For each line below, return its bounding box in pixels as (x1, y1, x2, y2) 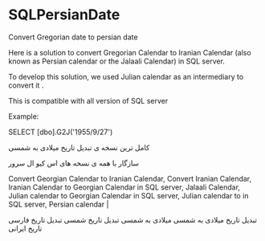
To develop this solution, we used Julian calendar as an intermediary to (8, 71, 244, 81)
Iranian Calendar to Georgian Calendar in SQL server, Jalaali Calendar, (8, 182, 241, 192)
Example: (8, 111, 39, 121)
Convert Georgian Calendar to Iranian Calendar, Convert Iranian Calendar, (8, 174, 252, 183)
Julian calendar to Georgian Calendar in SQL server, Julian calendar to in (8, 190, 249, 200)
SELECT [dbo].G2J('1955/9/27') (8, 127, 113, 137)
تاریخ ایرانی (8, 223, 43, 233)
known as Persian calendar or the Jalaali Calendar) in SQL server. (8, 56, 225, 66)
